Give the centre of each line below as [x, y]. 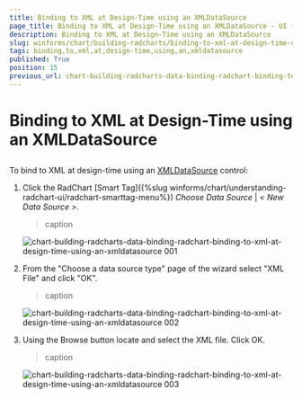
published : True [40, 59]
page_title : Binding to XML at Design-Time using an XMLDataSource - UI [148, 26]
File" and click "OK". [60, 279]
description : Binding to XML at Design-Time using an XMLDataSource [140, 34]
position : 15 [34, 68]
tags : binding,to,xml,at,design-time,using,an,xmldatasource [126, 51]
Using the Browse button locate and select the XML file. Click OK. [143, 340]
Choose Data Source [214, 198]
